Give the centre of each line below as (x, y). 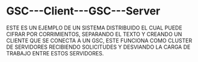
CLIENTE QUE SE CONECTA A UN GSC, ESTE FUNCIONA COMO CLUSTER (99, 40)
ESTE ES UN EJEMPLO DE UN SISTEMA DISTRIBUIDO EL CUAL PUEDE (94, 28)
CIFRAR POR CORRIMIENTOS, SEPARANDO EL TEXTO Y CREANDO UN (94, 34)
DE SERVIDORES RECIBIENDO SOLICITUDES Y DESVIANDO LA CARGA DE (98, 47)
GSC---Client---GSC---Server (83, 11)
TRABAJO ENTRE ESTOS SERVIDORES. (55, 53)
